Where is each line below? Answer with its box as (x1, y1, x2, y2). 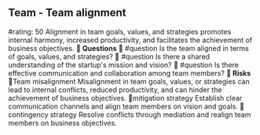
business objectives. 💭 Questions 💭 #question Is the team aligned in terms (8, 43, 250, 53)
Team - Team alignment (8, 6, 126, 20)
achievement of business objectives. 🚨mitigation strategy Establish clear (8, 93, 243, 102)
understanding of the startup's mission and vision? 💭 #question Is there (8, 60, 240, 69)
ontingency (8, 109, 49, 119)
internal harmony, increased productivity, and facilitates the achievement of (8, 35, 253, 44)
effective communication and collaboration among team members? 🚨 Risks (8, 68, 251, 77)
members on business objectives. (8, 118, 118, 127)
